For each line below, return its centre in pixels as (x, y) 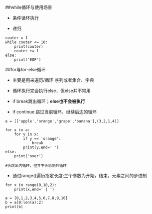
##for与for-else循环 (25, 69)
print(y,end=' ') (41, 147)
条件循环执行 (25, 18)
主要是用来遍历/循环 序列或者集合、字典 (53, 80)
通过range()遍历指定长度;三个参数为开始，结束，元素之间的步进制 (79, 175)
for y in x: (26, 134)
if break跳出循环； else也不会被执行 (49, 101)
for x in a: (17, 130)
